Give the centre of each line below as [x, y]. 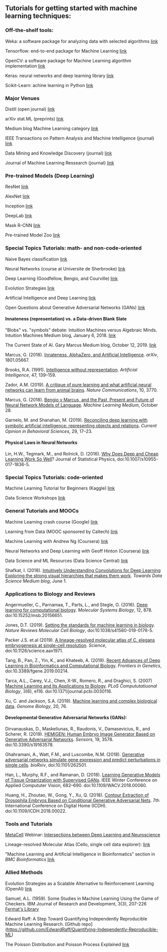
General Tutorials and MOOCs [42, 511]
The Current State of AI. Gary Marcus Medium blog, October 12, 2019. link [81, 345]
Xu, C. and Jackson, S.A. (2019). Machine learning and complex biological [81, 701]
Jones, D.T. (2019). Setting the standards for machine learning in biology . [80, 625]
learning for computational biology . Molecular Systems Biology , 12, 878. [79, 610]
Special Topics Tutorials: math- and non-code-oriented [74, 248]
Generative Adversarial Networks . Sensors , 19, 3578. [59, 739]
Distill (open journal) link [30, 109]
